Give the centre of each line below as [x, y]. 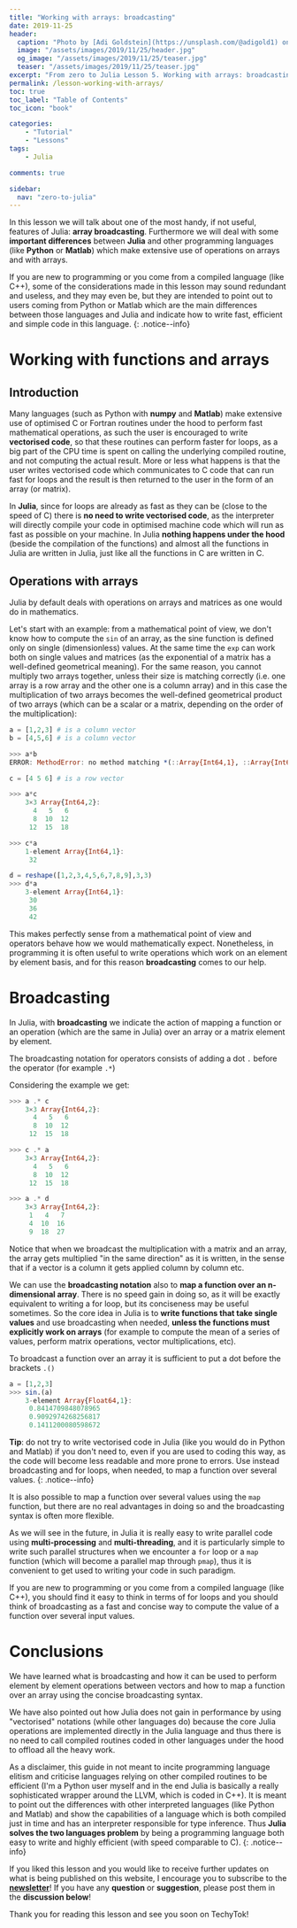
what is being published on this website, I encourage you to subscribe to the [148, 1878]
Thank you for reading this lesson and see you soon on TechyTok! [129, 1914]
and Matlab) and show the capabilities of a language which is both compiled [148, 1814]
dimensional [32, 1294]
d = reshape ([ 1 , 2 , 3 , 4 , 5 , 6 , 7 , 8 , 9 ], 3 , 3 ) [81, 876]
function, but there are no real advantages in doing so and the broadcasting [147, 1506]
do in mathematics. [44, 612]
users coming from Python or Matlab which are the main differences [133, 306]
